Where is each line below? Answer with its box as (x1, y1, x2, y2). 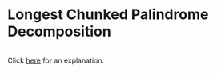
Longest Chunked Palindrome (7, 6, 209, 24)
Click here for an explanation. (7, 56, 105, 65)
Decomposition (7, 22, 111, 40)
